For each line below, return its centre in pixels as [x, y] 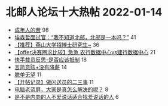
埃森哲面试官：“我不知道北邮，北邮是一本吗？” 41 [75, 37]
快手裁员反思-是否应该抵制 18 [51, 60]
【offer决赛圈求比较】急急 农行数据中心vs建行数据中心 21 [85, 52]
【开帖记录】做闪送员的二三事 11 [54, 82]
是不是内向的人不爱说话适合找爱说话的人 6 [66, 96]
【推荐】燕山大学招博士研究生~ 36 [57, 45]
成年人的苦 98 [31, 30]
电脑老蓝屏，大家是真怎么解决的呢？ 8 [61, 89]
